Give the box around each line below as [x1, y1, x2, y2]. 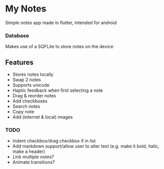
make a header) [12, 148, 45, 154]
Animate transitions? [12, 159, 55, 165]
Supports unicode [12, 82, 50, 88]
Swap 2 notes [12, 77, 41, 83]
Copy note [12, 109, 34, 115]
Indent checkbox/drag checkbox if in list [12, 138, 96, 144]
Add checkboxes [12, 98, 48, 104]
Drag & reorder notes [12, 93, 56, 99]
